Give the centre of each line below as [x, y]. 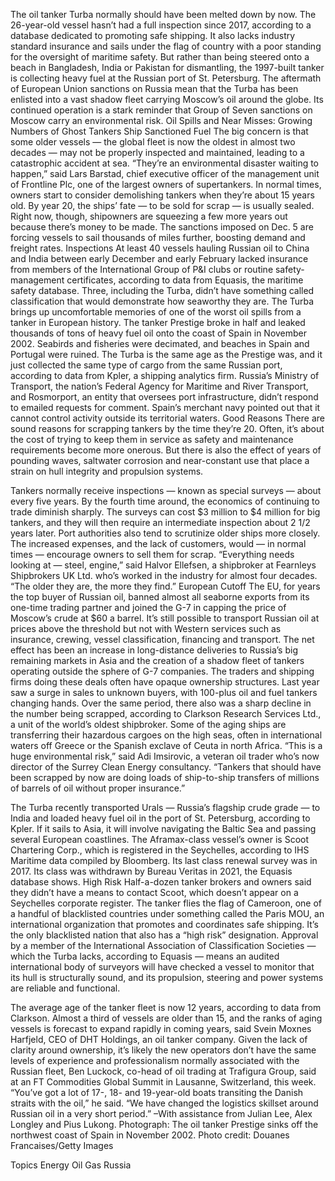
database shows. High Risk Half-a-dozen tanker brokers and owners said [161, 882]
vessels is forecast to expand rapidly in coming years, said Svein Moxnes [161, 1028]
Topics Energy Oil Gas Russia [71, 1165]
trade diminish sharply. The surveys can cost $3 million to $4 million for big [165, 512]
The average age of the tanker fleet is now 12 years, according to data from [166, 1007]
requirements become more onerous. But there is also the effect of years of [166, 450]
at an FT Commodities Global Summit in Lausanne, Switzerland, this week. [163, 1082]
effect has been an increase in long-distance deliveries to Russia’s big [154, 650]
